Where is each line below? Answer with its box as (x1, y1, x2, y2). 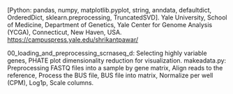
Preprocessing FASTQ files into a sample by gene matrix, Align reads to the (7, 64, 223, 72)
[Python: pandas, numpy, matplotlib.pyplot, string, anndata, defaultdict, (7, 6, 212, 14)
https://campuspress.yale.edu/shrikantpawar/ (7, 36, 139, 44)
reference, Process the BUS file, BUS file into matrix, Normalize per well (7, 71, 213, 79)
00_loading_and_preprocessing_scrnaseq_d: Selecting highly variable (7, 49, 207, 57)
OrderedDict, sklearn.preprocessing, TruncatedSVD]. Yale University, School (7, 13, 227, 22)
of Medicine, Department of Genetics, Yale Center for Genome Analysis (7, 21, 213, 29)
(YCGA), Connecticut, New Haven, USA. (7, 28, 122, 36)
